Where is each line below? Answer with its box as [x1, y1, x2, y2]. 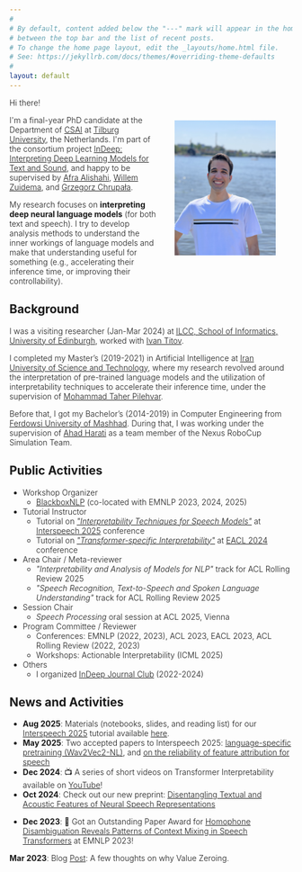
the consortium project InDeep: [9, 143, 123, 154]
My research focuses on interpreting [9, 199, 146, 210]
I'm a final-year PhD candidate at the [9, 114, 143, 125]
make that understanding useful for [9, 247, 138, 257]
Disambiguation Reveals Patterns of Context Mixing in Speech [22, 826, 248, 837]
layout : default [9, 72, 70, 81]
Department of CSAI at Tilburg [9, 124, 120, 135]
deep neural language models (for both [9, 208, 156, 220]
